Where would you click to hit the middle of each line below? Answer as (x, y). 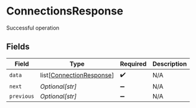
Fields (18, 47)
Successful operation (33, 28)
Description (170, 63)
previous (22, 96)
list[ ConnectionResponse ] (77, 75)
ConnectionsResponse (65, 11)
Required (133, 63)
